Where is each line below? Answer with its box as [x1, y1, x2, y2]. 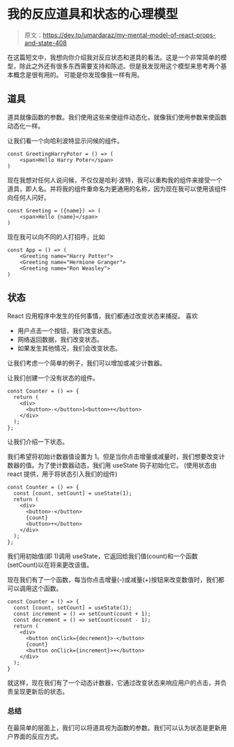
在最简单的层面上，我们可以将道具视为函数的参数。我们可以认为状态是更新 [7, 723, 221, 732]
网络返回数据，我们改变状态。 [17, 335, 103, 343]
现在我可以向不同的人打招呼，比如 [7, 232, 105, 241]
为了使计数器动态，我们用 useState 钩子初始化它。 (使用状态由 [37, 460, 217, 469]
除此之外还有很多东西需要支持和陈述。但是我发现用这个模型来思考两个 [19, 61, 221, 70]
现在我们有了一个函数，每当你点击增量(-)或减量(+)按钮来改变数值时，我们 [7, 575, 219, 583]
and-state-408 [24, 38, 68, 47]
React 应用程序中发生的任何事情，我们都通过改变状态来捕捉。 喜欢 [7, 312, 198, 320]
